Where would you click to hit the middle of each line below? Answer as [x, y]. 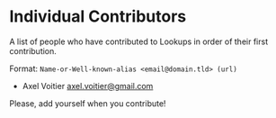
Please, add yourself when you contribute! [88, 103]
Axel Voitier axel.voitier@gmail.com [88, 86]
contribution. [33, 50]
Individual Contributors [98, 17]
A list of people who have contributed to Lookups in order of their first [138, 41]
